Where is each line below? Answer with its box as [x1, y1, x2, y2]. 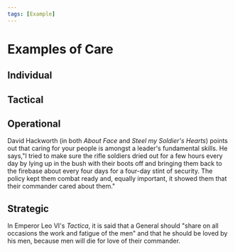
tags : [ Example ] [7, 10, 55, 18]
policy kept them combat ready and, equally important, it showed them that [7, 174, 227, 183]
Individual [7, 69, 53, 82]
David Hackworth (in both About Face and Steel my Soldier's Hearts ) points [7, 137, 229, 145]
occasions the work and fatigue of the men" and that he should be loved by [7, 229, 228, 238]
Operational [7, 117, 61, 130]
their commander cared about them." [7, 182, 116, 191]
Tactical [7, 93, 44, 105]
